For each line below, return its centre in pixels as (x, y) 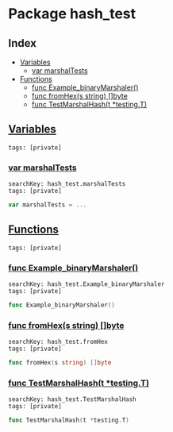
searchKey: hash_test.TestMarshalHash (72, 399)
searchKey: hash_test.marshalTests (67, 184)
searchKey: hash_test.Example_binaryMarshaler (86, 284)
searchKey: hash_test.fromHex (58, 342)
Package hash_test (72, 14)
